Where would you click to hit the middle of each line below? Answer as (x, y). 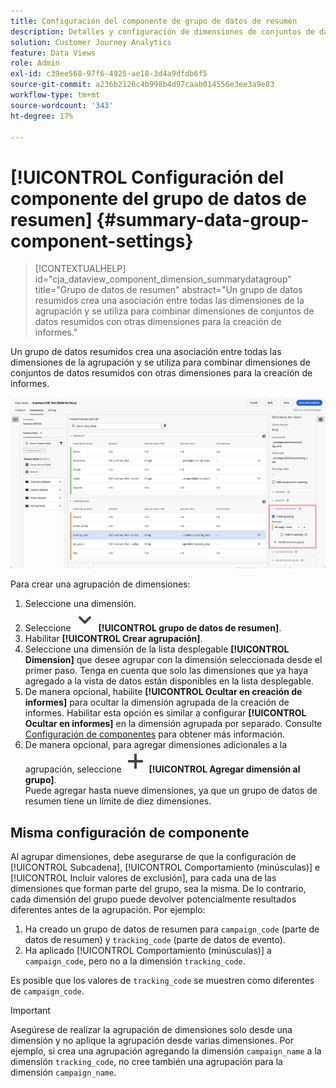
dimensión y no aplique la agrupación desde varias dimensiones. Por (152, 1041)
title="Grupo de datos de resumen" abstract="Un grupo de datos (168, 290)
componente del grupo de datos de (159, 198)
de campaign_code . (47, 991)
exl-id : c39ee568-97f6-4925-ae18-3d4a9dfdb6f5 (109, 74)
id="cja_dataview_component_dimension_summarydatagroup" (163, 279)
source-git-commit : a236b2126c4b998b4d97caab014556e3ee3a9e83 (142, 85)
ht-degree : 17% (42, 116)
